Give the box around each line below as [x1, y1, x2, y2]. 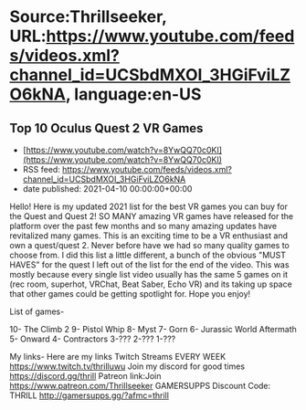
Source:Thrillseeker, [9, 6, 167, 27]
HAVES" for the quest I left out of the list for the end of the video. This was [9, 259, 290, 270]
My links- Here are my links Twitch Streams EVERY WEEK [9, 352, 227, 362]
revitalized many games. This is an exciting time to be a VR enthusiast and [9, 230, 289, 241]
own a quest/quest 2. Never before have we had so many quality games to [9, 240, 290, 250]
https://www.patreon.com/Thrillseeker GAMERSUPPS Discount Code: [9, 381, 271, 391]
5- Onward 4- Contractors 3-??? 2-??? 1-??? [9, 333, 176, 344]
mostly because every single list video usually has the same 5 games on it [9, 269, 288, 279]
